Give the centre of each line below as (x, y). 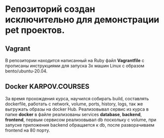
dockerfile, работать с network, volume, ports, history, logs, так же (74, 104)
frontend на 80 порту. (28, 130)
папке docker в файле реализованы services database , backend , (74, 114)
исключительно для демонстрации (82, 20)
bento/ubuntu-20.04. (26, 71)
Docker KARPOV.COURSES (47, 87)
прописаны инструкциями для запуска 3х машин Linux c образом (75, 66)
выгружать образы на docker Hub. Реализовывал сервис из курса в (77, 109)
